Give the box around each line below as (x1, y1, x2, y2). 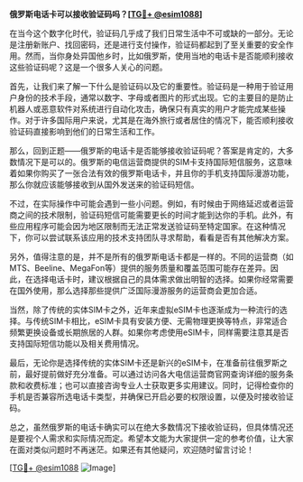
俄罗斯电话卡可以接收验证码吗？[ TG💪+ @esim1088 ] (9, 9, 203, 19)
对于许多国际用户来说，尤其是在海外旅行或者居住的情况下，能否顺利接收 (24, 115, 294, 125)
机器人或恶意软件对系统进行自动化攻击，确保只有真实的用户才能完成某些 (9, 104, 278, 114)
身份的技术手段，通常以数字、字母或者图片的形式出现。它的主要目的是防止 (16, 92, 294, 103)
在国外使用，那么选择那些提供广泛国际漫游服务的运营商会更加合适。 (9, 285, 262, 296)
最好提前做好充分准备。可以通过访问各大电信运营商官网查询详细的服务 (24, 369, 286, 379)
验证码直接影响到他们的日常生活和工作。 (9, 126, 160, 136)
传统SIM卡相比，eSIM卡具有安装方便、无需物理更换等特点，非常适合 (32, 316, 288, 326)
